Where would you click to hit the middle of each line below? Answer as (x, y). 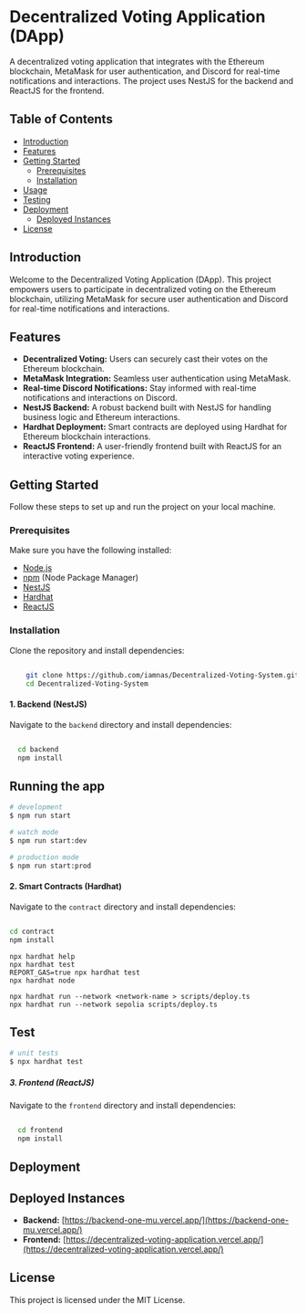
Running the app (57, 786)
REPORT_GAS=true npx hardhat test (75, 972)
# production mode (44, 857)
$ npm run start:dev (49, 841)
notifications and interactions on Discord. (100, 398)
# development (36, 807)
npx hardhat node (42, 980)
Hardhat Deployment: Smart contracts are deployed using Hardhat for (155, 427)
